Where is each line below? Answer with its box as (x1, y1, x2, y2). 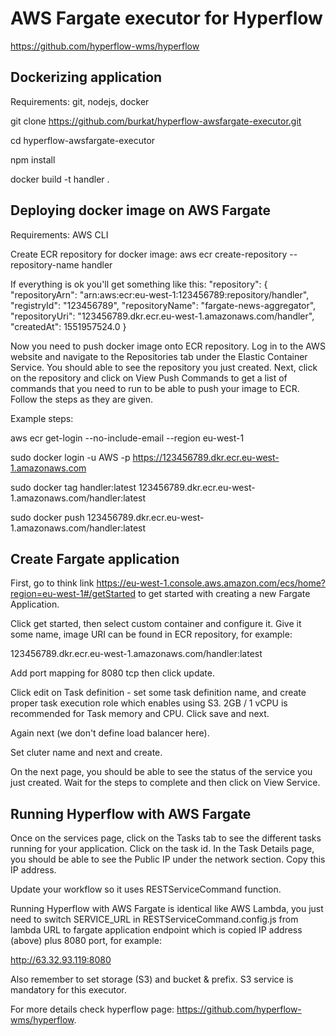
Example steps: (10, 412, 74, 424)
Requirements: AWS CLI (10, 228, 109, 241)
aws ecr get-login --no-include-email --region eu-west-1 (10, 432, 245, 444)
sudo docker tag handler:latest (10, 481, 137, 493)
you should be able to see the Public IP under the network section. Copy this (10, 853, 326, 866)
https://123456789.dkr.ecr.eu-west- (132, 451, 280, 463)
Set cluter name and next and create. (10, 747, 163, 759)
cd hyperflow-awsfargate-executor (10, 134, 156, 146)
